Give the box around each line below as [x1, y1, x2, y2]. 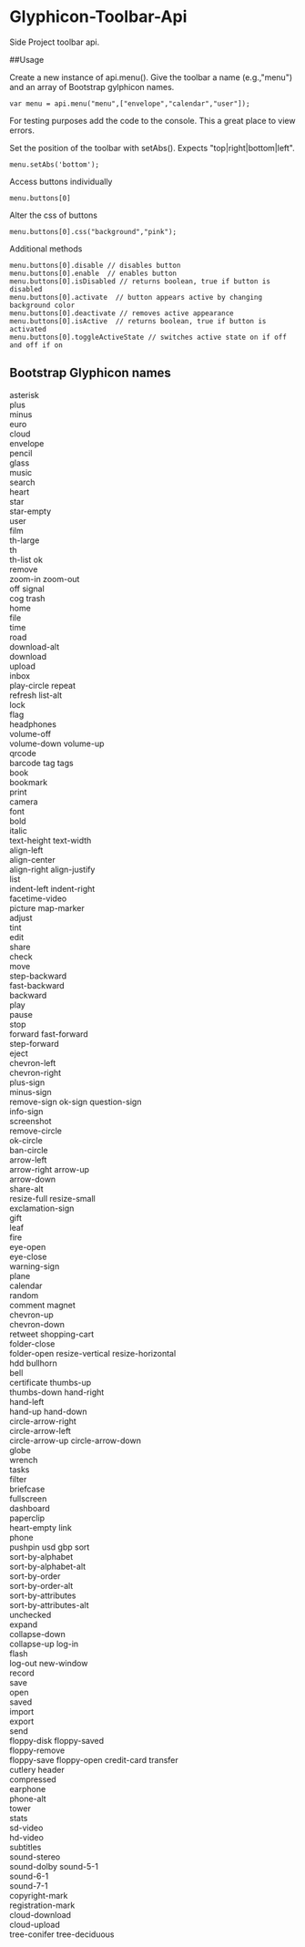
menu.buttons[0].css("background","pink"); [9, 227, 178, 236]
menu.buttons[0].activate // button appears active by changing [9, 292, 262, 302]
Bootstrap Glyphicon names [9, 365, 171, 381]
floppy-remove [9, 1745, 66, 1756]
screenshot [9, 1115, 52, 1126]
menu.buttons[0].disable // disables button [9, 261, 181, 270]
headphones [9, 718, 57, 730]
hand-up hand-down [9, 1406, 88, 1417]
